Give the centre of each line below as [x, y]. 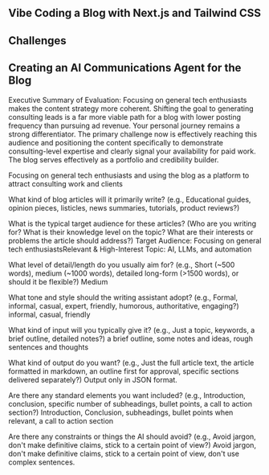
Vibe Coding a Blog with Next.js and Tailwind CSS [135, 13]
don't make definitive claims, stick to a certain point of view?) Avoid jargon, [132, 444]
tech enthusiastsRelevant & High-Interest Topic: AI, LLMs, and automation [130, 249]
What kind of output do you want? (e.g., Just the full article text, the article [131, 362]
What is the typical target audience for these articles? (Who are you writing [132, 223]
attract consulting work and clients [65, 183]
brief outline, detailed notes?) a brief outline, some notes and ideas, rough [130, 338]
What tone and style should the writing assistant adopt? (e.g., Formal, [123, 297]
